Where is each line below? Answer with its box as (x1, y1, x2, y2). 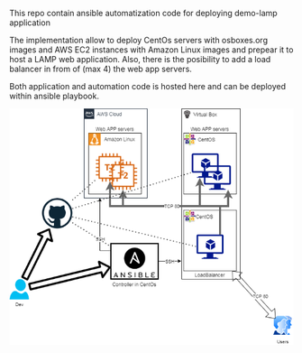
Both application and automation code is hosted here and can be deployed (9, 81, 287, 91)
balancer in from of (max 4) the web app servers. (9, 63, 192, 74)
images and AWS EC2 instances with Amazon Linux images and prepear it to (9, 44, 294, 55)
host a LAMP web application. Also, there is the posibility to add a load (9, 54, 271, 64)
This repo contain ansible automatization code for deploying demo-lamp (9, 8, 278, 18)
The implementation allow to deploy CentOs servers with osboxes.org (9, 35, 269, 45)
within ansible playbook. (9, 90, 99, 101)
